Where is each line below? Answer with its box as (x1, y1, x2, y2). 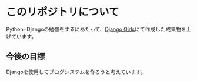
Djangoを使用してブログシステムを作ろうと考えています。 (6, 68, 146, 75)
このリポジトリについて (6, 5, 119, 19)
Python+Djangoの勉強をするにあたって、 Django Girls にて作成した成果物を (6, 26, 186, 33)
